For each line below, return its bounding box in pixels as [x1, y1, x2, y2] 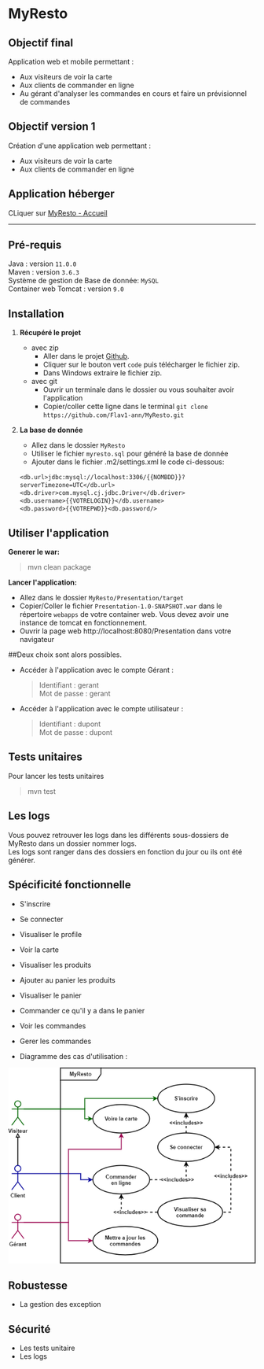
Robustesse [8, 1279, 68, 1292]
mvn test [27, 786, 57, 795]
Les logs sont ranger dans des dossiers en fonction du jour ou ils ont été [8, 847, 243, 856]
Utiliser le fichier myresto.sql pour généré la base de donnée [31, 449, 229, 459]
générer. [8, 855, 35, 865]
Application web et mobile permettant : [8, 57, 134, 66]
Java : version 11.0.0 [8, 259, 77, 268]
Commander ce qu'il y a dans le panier [19, 1006, 145, 1015]
